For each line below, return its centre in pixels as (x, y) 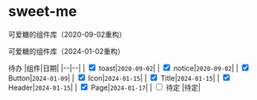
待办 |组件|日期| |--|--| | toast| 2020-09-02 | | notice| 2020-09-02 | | (123, 68)
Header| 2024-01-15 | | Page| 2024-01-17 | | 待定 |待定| (105, 87)
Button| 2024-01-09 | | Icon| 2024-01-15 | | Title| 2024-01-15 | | (114, 78)
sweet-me (43, 12)
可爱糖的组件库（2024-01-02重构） (66, 51)
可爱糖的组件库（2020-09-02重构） (67, 34)
